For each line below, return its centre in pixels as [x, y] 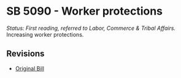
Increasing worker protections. [45, 34]
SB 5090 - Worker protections [85, 11]
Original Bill [30, 68]
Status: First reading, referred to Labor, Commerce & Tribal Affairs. [91, 28]
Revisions [25, 54]
